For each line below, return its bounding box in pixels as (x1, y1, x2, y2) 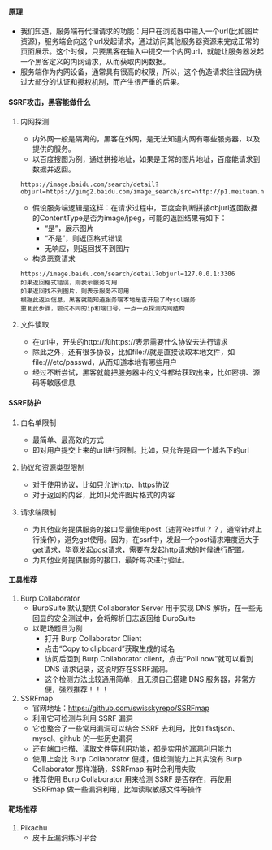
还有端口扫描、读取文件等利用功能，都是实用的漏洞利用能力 (32, 744, 232, 753)
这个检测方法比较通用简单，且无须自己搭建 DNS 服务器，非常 (44, 674, 249, 683)
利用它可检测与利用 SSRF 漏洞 (32, 713, 133, 722)
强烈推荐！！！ (58, 684, 110, 694)
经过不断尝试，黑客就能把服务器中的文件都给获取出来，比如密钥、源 (32, 367, 261, 377)
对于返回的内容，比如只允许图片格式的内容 (32, 489, 175, 499)
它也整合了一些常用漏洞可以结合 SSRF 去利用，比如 (32, 723, 205, 733)
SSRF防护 (8, 398, 41, 407)
